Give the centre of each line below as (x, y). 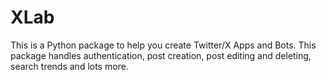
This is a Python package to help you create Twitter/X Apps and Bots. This (163, 45)
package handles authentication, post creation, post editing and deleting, (161, 55)
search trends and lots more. (69, 66)
